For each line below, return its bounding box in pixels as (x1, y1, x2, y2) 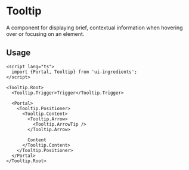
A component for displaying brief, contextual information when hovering (6, 24, 183, 31)
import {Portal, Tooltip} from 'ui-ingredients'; (11, 69, 137, 75)
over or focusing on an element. (6, 30, 85, 37)
